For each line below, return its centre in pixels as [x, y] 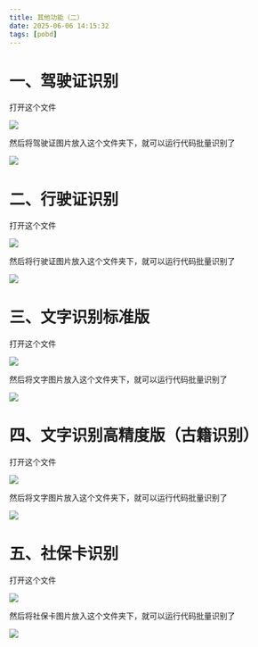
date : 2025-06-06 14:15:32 [59, 26]
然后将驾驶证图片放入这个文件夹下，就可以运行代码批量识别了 [122, 143]
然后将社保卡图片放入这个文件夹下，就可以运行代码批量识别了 [122, 616]
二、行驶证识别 [64, 199]
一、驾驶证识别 [64, 81]
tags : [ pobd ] [33, 34]
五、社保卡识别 [64, 554]
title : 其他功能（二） [47, 17]
